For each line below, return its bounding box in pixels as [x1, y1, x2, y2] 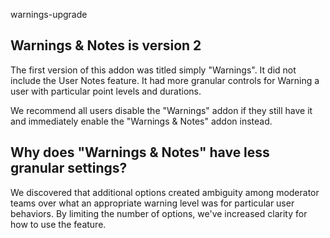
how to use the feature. [10, 218, 107, 230]
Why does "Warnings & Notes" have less [10, 144, 270, 161]
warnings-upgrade [10, 9, 88, 20]
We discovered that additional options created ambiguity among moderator [10, 186, 320, 198]
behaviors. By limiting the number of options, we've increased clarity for [10, 207, 308, 219]
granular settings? [10, 160, 128, 177]
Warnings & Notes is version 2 [10, 37, 202, 54]
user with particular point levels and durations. [10, 85, 202, 97]
